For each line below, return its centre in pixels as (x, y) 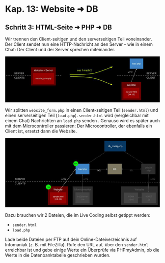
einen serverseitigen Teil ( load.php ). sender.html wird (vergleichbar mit (77, 115)
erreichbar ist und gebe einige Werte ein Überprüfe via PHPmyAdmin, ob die (82, 250)
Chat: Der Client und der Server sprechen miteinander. (60, 49)
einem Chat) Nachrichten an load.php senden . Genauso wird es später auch (82, 121)
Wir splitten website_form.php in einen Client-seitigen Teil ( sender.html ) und (82, 110)
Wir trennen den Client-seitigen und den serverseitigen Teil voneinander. (79, 39)
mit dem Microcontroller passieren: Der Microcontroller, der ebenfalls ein (79, 126)
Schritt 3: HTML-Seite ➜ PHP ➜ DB (58, 27)
